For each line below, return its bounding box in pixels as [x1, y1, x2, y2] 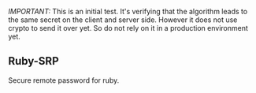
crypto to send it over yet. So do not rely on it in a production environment [8, 24, 248, 32]
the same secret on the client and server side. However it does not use [8, 15, 238, 24]
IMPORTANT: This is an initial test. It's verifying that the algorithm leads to [8, 7, 248, 16]
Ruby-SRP [8, 54, 59, 68]
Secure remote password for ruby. [8, 75, 120, 85]
